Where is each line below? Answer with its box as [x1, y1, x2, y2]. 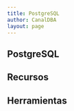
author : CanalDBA [7, 16, 57, 23]
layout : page [7, 23, 45, 29]
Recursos [7, 71, 49, 83]
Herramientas [7, 95, 67, 106]
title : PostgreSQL [7, 10, 60, 17]
